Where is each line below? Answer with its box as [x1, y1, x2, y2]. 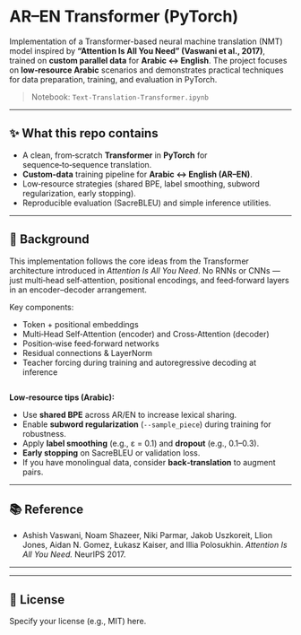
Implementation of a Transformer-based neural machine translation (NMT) [9, 36, 284, 47]
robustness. [21, 428, 67, 439]
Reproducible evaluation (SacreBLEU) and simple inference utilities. [21, 197, 271, 208]
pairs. [21, 466, 44, 477]
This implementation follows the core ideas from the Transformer [9, 256, 249, 266]
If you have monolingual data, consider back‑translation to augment [21, 457, 276, 467]
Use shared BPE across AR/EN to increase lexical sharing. [21, 409, 237, 420]
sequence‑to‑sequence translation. [21, 159, 152, 170]
